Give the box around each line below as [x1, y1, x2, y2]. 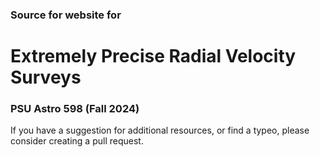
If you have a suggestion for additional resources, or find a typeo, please [10, 124, 310, 137]
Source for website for [10, 8, 122, 22]
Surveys [10, 66, 82, 89]
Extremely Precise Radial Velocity [10, 45, 297, 68]
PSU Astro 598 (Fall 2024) [10, 102, 140, 116]
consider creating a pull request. [10, 135, 144, 147]
